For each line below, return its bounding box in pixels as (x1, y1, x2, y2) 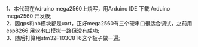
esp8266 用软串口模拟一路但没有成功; (6, 27, 100, 34)
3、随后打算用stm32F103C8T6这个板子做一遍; (6, 35, 120, 41)
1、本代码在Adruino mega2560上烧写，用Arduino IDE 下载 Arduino (6, 5, 170, 12)
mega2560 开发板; (6, 12, 52, 19)
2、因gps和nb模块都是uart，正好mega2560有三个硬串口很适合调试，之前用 (6, 20, 193, 26)
